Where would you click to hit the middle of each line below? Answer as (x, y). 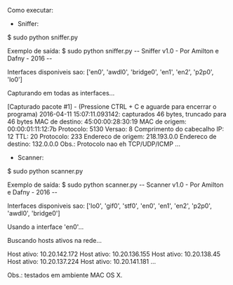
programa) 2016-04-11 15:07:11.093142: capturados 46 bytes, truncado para (117, 114)
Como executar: (31, 10)
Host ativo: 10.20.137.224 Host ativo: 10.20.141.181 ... (82, 261)
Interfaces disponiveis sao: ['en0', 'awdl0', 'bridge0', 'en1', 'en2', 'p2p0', (111, 72)
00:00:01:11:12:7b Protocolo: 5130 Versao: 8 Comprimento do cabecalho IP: (116, 129)
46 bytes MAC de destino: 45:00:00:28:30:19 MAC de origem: (97, 121)
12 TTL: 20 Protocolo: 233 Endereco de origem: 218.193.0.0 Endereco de (112, 137)
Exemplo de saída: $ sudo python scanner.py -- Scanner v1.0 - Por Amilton (115, 185)
